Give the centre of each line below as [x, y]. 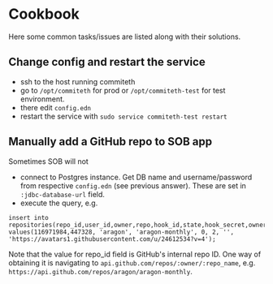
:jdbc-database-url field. [63, 194]
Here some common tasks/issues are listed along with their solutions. [125, 37]
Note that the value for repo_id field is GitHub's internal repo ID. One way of [135, 254]
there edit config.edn [56, 107]
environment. [42, 99]
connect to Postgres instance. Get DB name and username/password [136, 177]
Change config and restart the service [107, 62]
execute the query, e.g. [59, 203]
